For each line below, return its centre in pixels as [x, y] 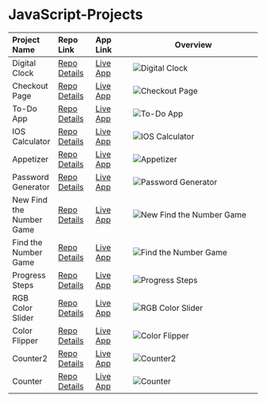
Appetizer [30, 159]
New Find [30, 200]
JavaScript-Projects [76, 15]
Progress [29, 275]
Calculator [31, 141]
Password [31, 177]
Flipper [25, 340]
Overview [193, 44]
